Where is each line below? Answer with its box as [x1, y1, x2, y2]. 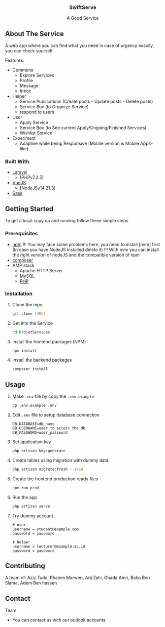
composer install [12, 367, 48, 372]
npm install [12, 348, 37, 353]
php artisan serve [12, 503, 50, 509]
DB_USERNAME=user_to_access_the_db [12, 426, 86, 431]
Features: [5, 57, 25, 63]
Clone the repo [12, 301, 43, 307]
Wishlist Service [19, 130, 53, 136]
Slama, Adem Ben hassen [5, 580, 57, 586]
